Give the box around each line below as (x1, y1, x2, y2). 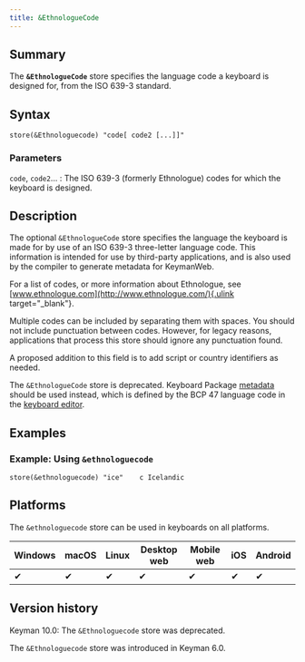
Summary (9, 47, 66, 63)
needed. (9, 362, 41, 373)
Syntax (9, 106, 51, 122)
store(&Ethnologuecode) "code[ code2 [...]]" (9, 131, 184, 141)
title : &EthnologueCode (9, 13, 100, 23)
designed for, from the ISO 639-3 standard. (9, 81, 172, 92)
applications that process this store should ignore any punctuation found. (9, 335, 283, 346)
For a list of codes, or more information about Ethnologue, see (9, 278, 242, 290)
